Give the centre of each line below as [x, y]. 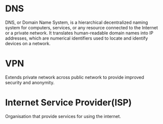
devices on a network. [28, 43]
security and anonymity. [30, 82]
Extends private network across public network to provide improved [75, 77]
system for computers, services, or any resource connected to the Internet [81, 27]
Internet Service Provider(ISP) [69, 103]
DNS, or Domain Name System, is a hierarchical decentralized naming [77, 22]
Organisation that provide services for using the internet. [63, 116]
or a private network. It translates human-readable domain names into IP [79, 33]
